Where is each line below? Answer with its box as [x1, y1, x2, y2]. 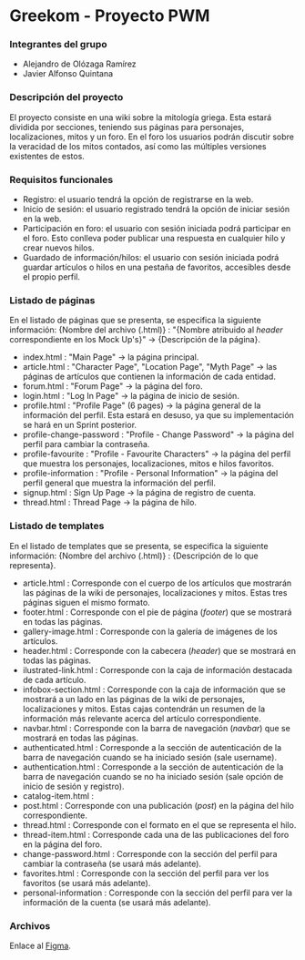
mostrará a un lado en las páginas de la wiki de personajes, [22, 693, 246, 704]
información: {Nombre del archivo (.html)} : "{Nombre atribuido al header [9, 324, 284, 335]
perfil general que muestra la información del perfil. [22, 477, 217, 488]
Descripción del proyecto [9, 91, 124, 104]
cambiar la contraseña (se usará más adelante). [22, 858, 202, 869]
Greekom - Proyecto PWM [9, 5, 210, 26]
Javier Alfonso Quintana [22, 68, 114, 79]
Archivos [9, 919, 51, 932]
